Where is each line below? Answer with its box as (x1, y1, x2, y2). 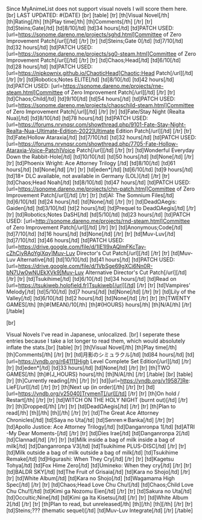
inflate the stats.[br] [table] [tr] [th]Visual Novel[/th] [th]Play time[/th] (6, 344, 177, 351)
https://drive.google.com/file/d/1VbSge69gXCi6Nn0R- (17, 263, 153, 269)
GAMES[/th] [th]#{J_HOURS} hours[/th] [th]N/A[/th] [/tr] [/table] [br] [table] (6, 370, 193, 378)
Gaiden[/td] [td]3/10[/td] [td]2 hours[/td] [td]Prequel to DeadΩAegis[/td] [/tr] (6, 205, 196, 211)
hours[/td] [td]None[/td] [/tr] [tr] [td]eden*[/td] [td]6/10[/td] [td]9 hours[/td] (6, 166, 193, 173)
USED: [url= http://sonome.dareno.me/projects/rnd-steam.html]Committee (6, 217, 191, 225)
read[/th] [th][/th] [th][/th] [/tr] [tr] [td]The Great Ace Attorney (6, 409, 159, 416)
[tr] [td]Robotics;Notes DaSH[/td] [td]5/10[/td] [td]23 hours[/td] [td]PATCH (6, 211, 191, 218)
